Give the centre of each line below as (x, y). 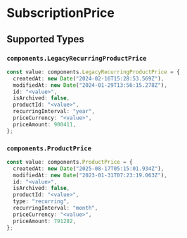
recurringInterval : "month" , (56, 208)
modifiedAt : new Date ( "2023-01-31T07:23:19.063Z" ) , (90, 175)
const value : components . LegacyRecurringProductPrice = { (93, 72)
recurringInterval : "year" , (54, 112)
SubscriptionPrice (61, 13)
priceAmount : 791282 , (45, 221)
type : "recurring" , (41, 202)
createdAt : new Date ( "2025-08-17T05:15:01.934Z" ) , (89, 168)
